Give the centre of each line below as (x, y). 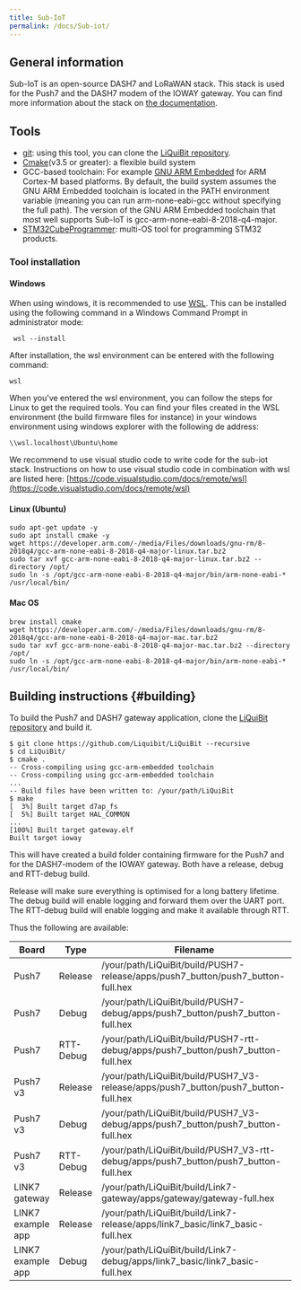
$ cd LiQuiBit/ (38, 752)
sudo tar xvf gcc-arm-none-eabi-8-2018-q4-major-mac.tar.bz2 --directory (150, 645)
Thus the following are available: (69, 928)
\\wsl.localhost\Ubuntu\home (64, 443)
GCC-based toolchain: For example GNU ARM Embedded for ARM (144, 172)
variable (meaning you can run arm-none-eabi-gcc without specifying (151, 201)
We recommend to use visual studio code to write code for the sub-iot (139, 460)
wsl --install (39, 339)
